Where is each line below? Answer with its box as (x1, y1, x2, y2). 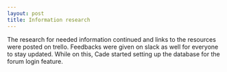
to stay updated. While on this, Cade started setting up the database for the (7, 49, 221, 58)
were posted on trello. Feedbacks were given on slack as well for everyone (7, 43, 219, 51)
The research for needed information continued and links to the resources (7, 35, 216, 43)
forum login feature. (7, 57, 63, 65)
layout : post (7, 10, 45, 17)
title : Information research (7, 16, 91, 23)
